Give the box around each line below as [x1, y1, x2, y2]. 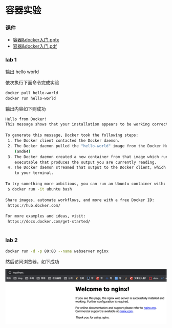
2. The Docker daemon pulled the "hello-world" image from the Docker [7, 143, 161, 148]
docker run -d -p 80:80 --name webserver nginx [5, 249, 109, 254]
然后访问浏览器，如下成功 [5, 259, 59, 265]
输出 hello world [5, 69, 39, 75]
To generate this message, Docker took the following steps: [5, 133, 139, 138]
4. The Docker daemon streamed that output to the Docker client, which [7, 165, 166, 170]
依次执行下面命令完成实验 [5, 79, 59, 85]
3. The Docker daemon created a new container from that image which [7, 154, 159, 159]
